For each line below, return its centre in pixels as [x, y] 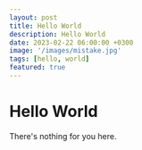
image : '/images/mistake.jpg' [66, 51]
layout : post [33, 17]
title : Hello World [46, 26]
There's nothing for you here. [63, 136]
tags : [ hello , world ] [50, 59]
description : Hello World [57, 34]
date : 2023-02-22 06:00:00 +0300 [71, 42]
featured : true [38, 68]
